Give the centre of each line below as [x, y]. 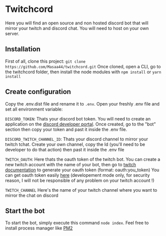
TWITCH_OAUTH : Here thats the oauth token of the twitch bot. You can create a [83, 159]
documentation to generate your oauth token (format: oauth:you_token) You [82, 170]
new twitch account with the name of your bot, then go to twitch [71, 164]
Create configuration [38, 92]
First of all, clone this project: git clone [45, 61]
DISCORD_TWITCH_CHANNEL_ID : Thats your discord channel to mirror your [77, 139]
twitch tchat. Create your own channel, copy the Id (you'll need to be [75, 144]
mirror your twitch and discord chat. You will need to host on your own [77, 28]
